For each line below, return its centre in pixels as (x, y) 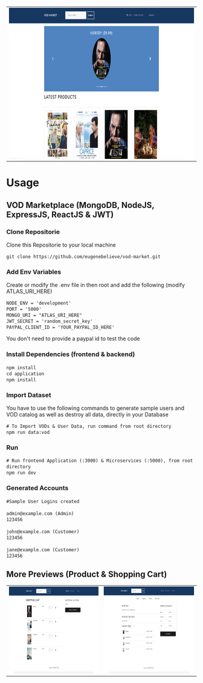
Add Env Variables (34, 272)
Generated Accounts (37, 488)
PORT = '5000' (24, 309)
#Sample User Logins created (43, 501)
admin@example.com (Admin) (40, 513)
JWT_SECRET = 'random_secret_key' (50, 322)
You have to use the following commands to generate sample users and (95, 408)
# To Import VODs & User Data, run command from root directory (89, 427)
